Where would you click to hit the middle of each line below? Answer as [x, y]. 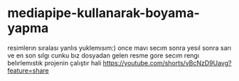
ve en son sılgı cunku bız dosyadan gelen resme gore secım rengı [103, 55]
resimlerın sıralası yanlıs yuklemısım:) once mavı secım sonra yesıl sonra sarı [119, 48]
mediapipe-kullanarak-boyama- [104, 13]
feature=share [28, 70]
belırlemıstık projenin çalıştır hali [54, 63]
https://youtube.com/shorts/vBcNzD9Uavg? [167, 63]
